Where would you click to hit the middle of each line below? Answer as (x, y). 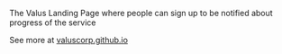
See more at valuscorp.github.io (69, 40)
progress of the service (53, 22)
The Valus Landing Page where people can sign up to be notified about (141, 13)
